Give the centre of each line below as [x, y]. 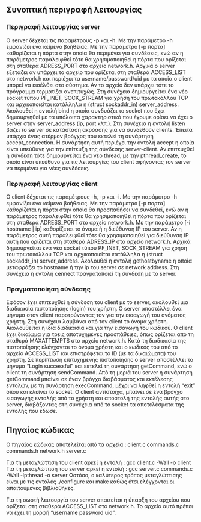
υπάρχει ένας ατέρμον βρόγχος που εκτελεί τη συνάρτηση [80, 136]
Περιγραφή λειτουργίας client [52, 184]
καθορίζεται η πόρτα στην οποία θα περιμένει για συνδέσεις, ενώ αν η [95, 53]
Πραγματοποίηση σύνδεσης [49, 289]
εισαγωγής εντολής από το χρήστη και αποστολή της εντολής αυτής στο [98, 398]
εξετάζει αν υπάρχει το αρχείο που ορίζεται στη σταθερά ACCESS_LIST [96, 72]
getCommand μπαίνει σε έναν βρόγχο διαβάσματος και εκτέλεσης [89, 379]
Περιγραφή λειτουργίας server [53, 27]
